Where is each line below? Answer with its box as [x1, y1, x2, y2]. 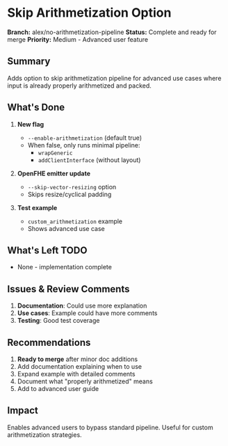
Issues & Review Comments [7, 283, 130, 295]
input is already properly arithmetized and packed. [7, 81, 152, 90]
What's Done [7, 102, 65, 113]
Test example [17, 203, 58, 212]
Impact [7, 405, 38, 417]
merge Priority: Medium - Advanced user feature [7, 35, 148, 43]
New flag [17, 120, 44, 128]
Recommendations [7, 336, 91, 349]
